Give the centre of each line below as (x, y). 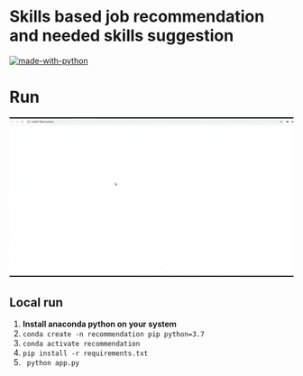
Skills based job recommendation (137, 17)
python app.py (53, 363)
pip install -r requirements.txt (85, 353)
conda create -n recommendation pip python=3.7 (113, 335)
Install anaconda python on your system (100, 324)
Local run (36, 303)
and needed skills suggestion (122, 36)
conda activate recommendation (81, 344)
